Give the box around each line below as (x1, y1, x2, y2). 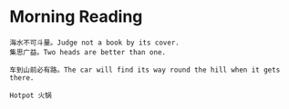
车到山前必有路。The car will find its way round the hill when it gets (9, 65, 281, 74)
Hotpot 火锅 (9, 91, 52, 100)
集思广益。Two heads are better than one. (9, 47, 167, 56)
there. (9, 73, 35, 83)
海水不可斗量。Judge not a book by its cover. (9, 38, 180, 47)
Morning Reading (9, 6, 143, 27)
